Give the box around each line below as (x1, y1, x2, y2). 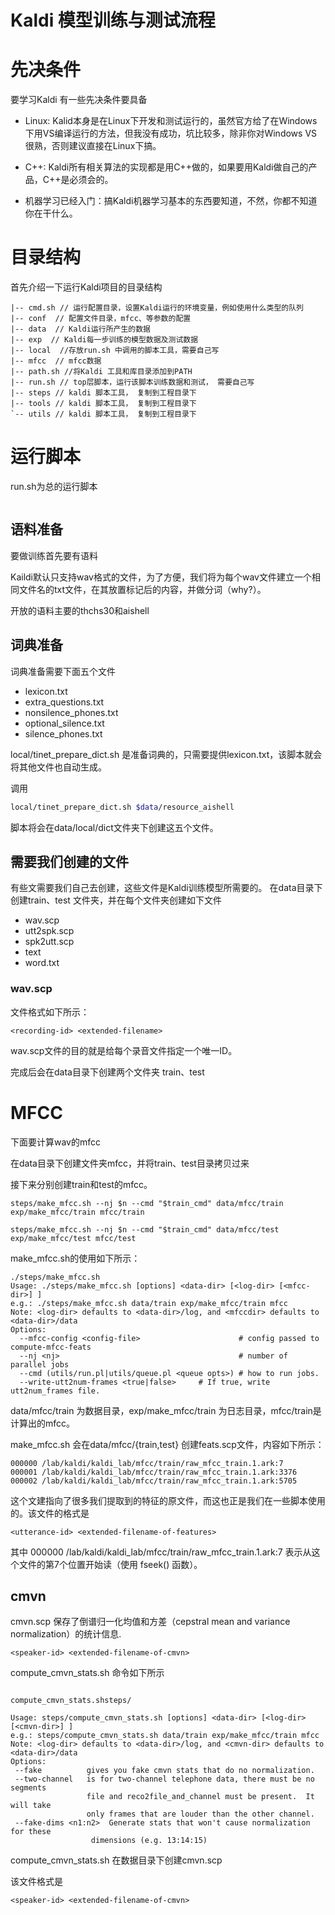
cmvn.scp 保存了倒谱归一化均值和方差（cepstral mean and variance (10, 1616, 291, 1628)
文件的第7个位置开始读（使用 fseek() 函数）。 (18, 1558, 203, 1570)
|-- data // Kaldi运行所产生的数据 (10, 324, 151, 335)
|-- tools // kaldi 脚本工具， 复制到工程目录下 (10, 399, 197, 409)
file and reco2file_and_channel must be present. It (86, 1792, 315, 1802)
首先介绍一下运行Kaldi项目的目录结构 (10, 281, 163, 293)
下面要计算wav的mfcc (10, 1136, 102, 1148)
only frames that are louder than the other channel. (86, 1809, 315, 1820)
